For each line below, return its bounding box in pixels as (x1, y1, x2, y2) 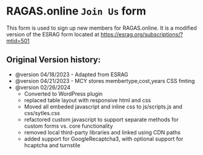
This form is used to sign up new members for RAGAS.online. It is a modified (6, 24, 197, 31)
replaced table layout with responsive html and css (24, 96, 151, 104)
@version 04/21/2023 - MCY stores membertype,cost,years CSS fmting (15, 77, 195, 84)
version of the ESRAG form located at (6, 30, 100, 38)
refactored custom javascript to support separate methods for (24, 116, 179, 123)
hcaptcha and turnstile (24, 141, 81, 149)
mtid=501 (6, 37, 30, 44)
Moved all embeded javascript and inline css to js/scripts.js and (24, 103, 183, 110)
